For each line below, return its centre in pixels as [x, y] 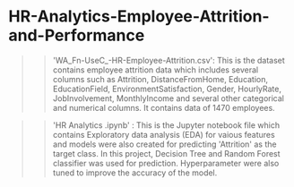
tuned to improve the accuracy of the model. [135, 173]
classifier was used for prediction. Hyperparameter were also [166, 163]
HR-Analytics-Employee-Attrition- [139, 17]
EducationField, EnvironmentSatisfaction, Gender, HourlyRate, [167, 89]
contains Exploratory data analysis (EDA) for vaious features [164, 134]
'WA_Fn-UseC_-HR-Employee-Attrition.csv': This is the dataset [169, 60]
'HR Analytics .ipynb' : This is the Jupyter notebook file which [166, 125]
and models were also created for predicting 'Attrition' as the [164, 144]
